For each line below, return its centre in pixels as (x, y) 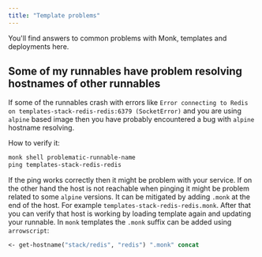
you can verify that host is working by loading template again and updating (129, 214)
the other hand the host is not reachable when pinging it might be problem (129, 189)
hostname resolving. (41, 128)
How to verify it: (34, 143)
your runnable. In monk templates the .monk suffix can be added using (120, 222)
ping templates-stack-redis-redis (65, 165)
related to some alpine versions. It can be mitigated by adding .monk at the (129, 197)
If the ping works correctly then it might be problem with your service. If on (130, 180)
